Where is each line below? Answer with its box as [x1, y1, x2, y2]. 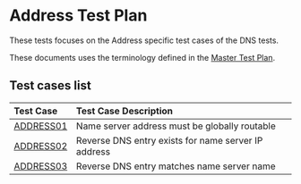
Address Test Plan [9, 5, 148, 26]
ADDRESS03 [13, 160, 68, 172]
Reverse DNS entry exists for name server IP [75, 134, 263, 146]
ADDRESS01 [13, 120, 68, 132]
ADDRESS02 [13, 139, 68, 152]
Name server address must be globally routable [75, 120, 276, 132]
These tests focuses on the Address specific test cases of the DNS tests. [9, 35, 279, 46]
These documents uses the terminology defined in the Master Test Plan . [9, 52, 276, 63]
